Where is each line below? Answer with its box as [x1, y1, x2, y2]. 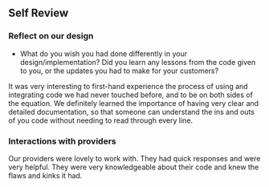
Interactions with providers [8, 136, 116, 147]
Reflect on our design [8, 30, 94, 42]
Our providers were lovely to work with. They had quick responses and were [8, 153, 261, 163]
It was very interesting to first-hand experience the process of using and [8, 81, 248, 91]
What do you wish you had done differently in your [19, 48, 187, 59]
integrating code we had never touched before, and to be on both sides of [8, 90, 253, 100]
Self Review [8, 6, 69, 20]
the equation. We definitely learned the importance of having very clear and [8, 98, 259, 108]
